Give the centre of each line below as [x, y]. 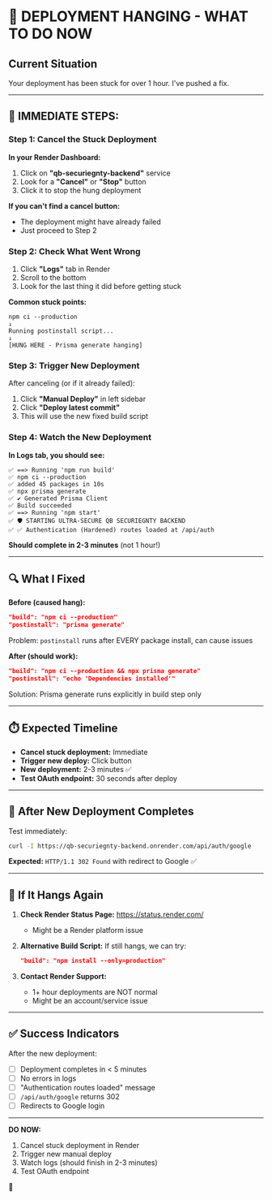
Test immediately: [38, 831]
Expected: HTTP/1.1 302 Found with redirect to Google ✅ [103, 861]
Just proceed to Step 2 [58, 230]
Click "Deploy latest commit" [70, 408]
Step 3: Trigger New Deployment [74, 365]
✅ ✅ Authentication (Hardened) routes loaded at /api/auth [111, 530]
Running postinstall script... [61, 331]
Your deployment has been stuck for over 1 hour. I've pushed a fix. [119, 83]
